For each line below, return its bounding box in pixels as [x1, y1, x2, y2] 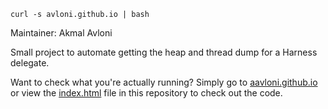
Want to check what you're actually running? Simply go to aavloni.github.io [10, 76, 318, 88]
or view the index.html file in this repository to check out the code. [10, 87, 283, 99]
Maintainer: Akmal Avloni [10, 27, 113, 39]
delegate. [10, 57, 50, 69]
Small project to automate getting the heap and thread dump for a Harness [10, 46, 318, 58]
